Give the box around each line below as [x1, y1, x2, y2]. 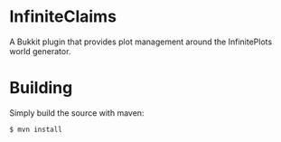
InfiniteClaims [9, 6, 117, 27]
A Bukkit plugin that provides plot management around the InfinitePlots [9, 36, 273, 47]
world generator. [9, 45, 71, 56]
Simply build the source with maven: [9, 107, 145, 118]
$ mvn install [9, 125, 63, 134]
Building [9, 78, 73, 99]
